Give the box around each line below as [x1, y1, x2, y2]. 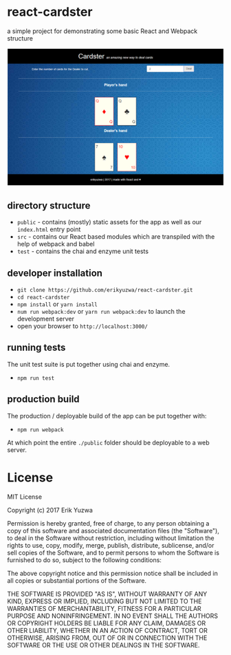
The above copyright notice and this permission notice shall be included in [7, 569, 218, 577]
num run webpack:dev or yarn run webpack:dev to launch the [16, 307, 186, 315]
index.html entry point [16, 225, 81, 234]
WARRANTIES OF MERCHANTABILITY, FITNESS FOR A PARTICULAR [7, 604, 201, 612]
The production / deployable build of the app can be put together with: [7, 411, 207, 420]
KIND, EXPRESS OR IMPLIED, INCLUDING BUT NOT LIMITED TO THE [7, 597, 202, 605]
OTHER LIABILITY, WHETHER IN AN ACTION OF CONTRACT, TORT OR [7, 626, 208, 634]
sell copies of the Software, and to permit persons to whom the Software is [7, 548, 220, 557]
